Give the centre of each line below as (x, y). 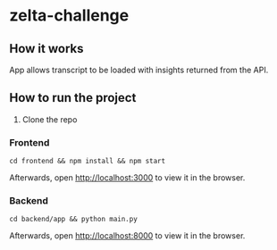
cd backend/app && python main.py (74, 220)
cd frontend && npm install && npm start (88, 162)
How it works (46, 49)
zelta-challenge (69, 16)
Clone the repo (50, 119)
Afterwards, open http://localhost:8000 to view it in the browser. (127, 236)
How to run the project (73, 98)
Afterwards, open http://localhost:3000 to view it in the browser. (127, 178)
